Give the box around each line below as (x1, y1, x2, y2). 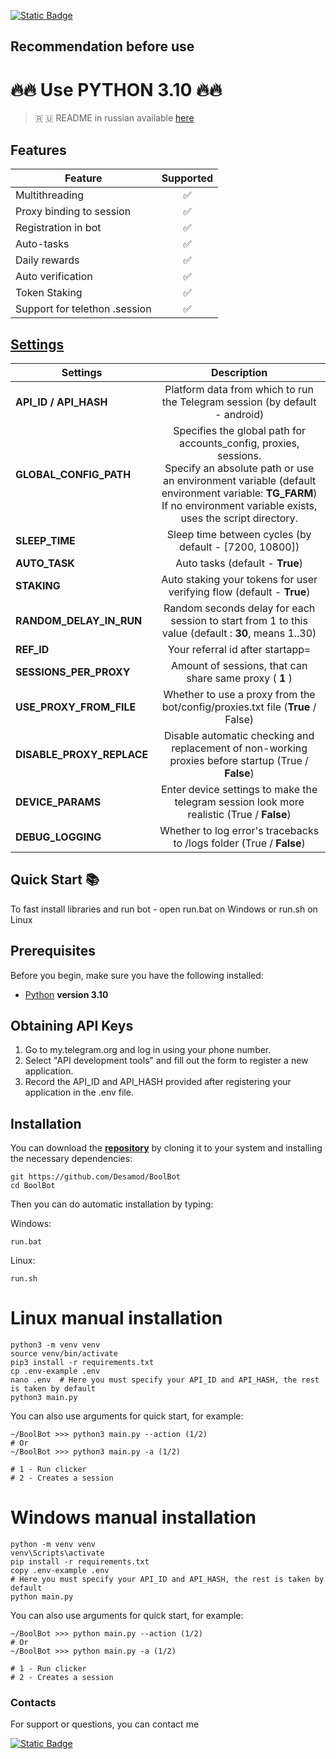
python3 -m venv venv (10, 1340, 101, 1350)
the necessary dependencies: (10, 1153, 133, 1165)
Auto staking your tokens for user (161, 572, 318, 586)
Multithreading (15, 188, 84, 202)
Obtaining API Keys (10, 1017, 134, 1034)
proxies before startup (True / (169, 753, 309, 767)
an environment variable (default (162, 473, 317, 487)
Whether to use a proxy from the (163, 687, 316, 701)
